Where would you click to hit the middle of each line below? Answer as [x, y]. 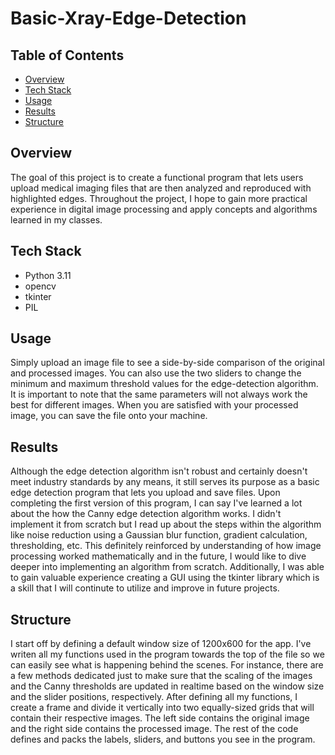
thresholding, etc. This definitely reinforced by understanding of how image [166, 546]
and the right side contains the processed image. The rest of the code [154, 729]
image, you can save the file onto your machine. [109, 416]
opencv [40, 286]
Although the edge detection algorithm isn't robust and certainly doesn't [159, 471]
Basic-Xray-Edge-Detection [128, 18]
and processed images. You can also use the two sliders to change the [156, 373]
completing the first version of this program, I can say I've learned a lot [156, 503]
